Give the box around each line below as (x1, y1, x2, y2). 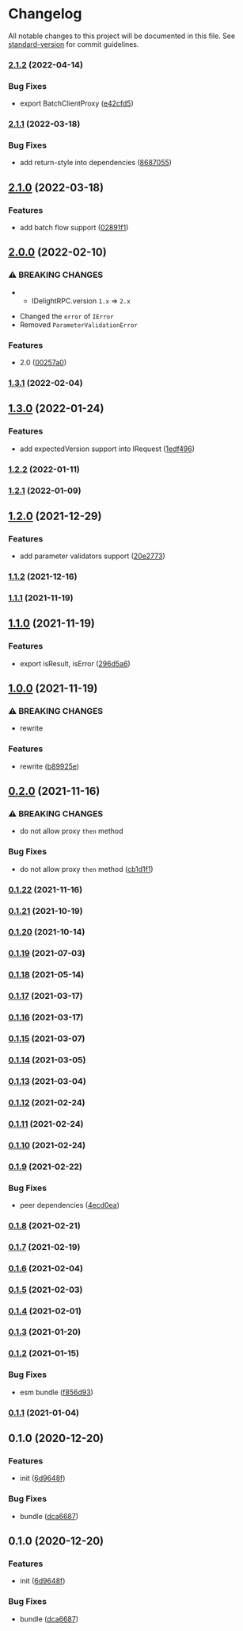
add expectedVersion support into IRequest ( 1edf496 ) (19, 444, 196, 453)
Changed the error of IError (19, 311, 114, 321)
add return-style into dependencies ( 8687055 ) (19, 158, 173, 168)
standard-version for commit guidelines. (8, 39, 139, 48)
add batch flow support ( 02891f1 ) (19, 223, 129, 233)
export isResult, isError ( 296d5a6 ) (19, 658, 131, 668)
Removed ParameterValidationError (19, 319, 139, 330)
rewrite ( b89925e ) (19, 762, 80, 771)
